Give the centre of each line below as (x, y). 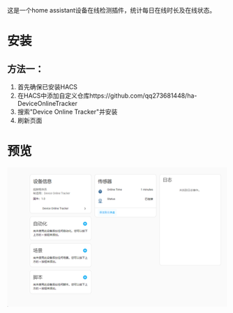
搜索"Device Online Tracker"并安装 (67, 112)
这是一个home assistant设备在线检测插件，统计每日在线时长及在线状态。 (112, 10)
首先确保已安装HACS (47, 87)
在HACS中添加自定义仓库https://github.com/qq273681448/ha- (107, 96)
